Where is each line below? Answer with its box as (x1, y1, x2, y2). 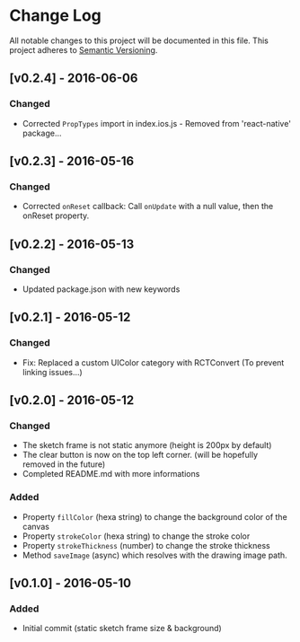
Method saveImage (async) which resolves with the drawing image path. (22, 550, 287, 560)
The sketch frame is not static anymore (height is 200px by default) (22, 440, 272, 451)
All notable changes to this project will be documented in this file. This (9, 35, 269, 46)
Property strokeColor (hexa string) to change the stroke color (22, 531, 251, 541)
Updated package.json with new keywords (22, 284, 181, 295)
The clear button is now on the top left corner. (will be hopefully (22, 450, 259, 461)
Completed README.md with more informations (22, 469, 200, 479)
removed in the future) (22, 459, 106, 470)
